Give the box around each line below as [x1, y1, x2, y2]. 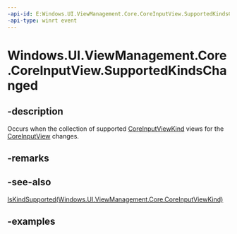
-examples [7, 216, 56, 228]
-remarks [7, 152, 49, 164]
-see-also [7, 176, 51, 188]
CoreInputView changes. [7, 131, 80, 140]
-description [7, 105, 63, 117]
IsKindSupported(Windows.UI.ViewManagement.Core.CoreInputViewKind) [7, 195, 224, 204]
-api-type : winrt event [7, 17, 78, 24]
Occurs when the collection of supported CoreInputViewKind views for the [7, 124, 224, 133]
